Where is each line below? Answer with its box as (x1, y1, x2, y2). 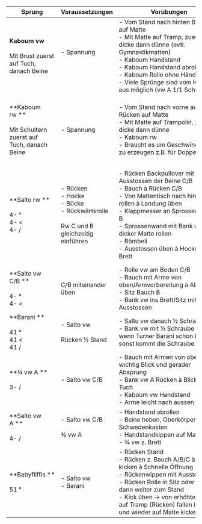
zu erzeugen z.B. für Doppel (118, 148, 198, 156)
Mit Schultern (9, 126, 47, 134)
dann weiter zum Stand (118, 485, 185, 493)
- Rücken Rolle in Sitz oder (118, 478, 195, 486)
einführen (61, 237, 88, 245)
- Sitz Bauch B (118, 289, 161, 296)
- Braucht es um (118, 141, 165, 149)
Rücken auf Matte (118, 111, 169, 119)
